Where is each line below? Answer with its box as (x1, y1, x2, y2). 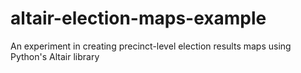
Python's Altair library (10, 50, 100, 62)
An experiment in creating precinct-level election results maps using (10, 40, 292, 52)
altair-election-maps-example (10, 7, 267, 30)
